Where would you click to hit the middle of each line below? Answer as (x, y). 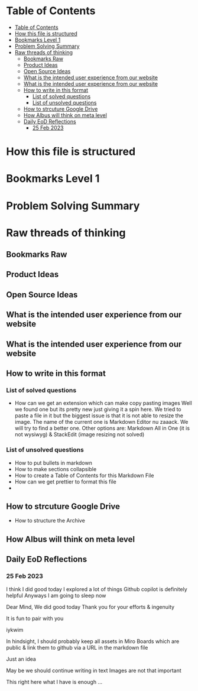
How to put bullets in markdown (53, 463)
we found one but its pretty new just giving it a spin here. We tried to (98, 410)
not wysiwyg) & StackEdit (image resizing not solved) (79, 434)
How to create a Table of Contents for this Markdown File (84, 475)
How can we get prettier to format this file (65, 481)
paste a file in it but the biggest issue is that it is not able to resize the (99, 416)
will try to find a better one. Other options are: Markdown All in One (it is (102, 428)
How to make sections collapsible (56, 469)
